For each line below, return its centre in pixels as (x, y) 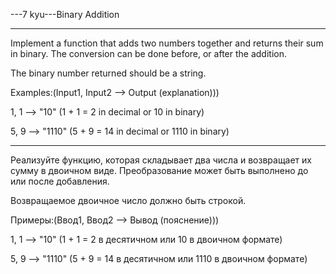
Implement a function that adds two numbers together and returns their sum (167, 43)
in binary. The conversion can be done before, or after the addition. (148, 53)
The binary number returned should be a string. (108, 73)
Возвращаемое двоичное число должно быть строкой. (128, 200)
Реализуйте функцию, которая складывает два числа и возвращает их (161, 160)
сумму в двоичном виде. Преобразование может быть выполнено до (159, 170)
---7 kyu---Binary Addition (65, 14)
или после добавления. (60, 181)
